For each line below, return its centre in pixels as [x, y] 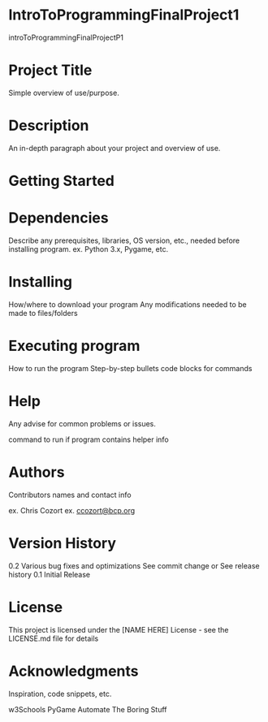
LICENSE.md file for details [54, 638]
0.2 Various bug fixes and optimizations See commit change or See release [134, 565]
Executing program [74, 346]
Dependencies [58, 218]
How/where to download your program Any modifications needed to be [128, 304]
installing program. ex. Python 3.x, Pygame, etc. [89, 249]
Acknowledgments [74, 671]
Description [49, 125]
